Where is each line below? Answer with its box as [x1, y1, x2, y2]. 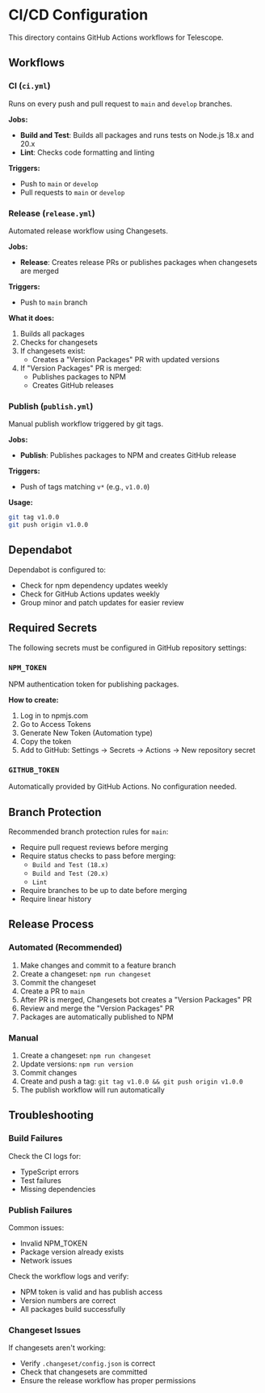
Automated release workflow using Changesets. [8, 225, 168, 236]
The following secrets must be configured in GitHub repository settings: [8, 643, 247, 652]
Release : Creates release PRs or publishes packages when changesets [19, 257, 258, 267]
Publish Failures [8, 1204, 73, 1216]
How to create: [8, 694, 59, 704]
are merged [19, 266, 59, 276]
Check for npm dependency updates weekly [19, 580, 168, 590]
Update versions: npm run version [19, 1059, 133, 1069]
